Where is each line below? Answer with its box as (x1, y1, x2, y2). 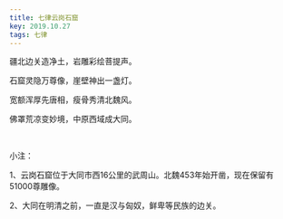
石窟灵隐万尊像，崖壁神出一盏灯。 (9, 75, 137, 86)
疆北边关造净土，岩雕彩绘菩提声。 (9, 56, 137, 67)
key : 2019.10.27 (9, 22, 71, 31)
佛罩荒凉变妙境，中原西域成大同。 (9, 114, 137, 125)
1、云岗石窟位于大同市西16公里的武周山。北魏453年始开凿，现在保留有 (9, 169, 275, 181)
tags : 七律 (9, 30, 48, 39)
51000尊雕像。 (9, 181, 65, 192)
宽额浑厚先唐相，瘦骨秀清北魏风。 (9, 94, 137, 105)
